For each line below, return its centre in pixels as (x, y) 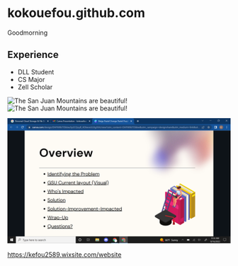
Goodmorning (28, 33)
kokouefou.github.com (76, 13)
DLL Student (36, 71)
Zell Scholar (35, 87)
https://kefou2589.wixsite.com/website (64, 255)
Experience (33, 55)
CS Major (31, 79)
